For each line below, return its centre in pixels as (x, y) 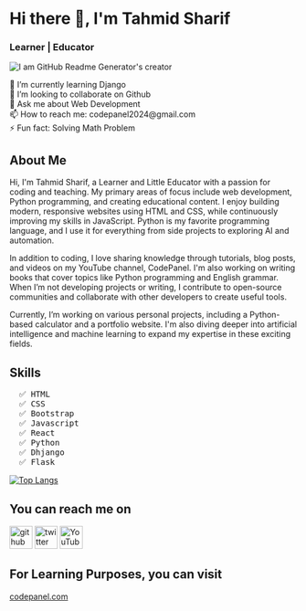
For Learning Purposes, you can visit (116, 574)
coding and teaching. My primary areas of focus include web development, (151, 192)
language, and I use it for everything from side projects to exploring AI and (149, 231)
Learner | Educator (52, 47)
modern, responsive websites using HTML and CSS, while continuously (144, 211)
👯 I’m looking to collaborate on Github (80, 94)
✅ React (37, 433)
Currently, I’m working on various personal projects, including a (129, 315)
